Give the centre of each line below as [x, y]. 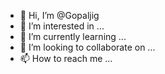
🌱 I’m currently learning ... [73, 36]
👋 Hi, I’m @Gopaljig [59, 15]
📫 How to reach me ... [66, 58]
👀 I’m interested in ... [62, 26]
